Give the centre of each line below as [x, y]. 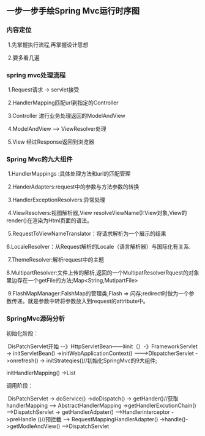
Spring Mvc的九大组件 [39, 159]
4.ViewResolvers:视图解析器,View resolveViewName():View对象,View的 [97, 213]
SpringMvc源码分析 [36, 319]
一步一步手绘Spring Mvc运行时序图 [73, 11]
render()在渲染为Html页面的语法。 [50, 220]
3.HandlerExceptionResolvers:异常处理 [57, 200]
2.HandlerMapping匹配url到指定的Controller [63, 103]
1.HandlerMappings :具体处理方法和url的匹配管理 [69, 174]
